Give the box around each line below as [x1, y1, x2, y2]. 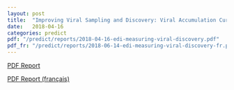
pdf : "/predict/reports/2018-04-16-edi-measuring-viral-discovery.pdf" [7, 36, 219, 43]
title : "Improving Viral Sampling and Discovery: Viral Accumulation [7, 17, 217, 24]
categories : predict [7, 29, 68, 37]
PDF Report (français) [7, 75, 70, 83]
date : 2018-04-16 [7, 23, 64, 30]
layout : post [7, 10, 45, 17]
